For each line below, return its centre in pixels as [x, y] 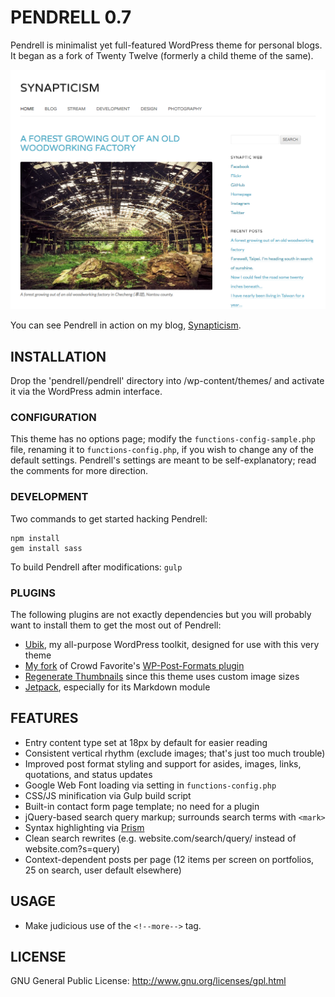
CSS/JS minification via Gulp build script [108, 795]
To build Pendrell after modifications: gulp [96, 567]
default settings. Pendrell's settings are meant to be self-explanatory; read [163, 460]
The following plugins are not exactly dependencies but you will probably [161, 615]
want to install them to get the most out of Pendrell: [116, 625]
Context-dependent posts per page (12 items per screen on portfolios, [169, 859]
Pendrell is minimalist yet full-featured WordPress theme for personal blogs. [166, 45]
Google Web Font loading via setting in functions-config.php [150, 785]
